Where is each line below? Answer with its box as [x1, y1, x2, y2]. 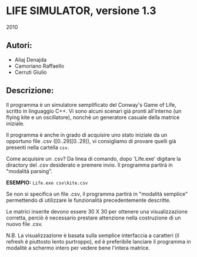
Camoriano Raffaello [14, 62, 65, 69]
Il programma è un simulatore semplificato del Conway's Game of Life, [6, 101, 176, 108]
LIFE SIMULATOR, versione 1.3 [6, 4, 157, 18]
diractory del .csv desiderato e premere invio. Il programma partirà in [6, 161, 173, 168]
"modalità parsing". [6, 167, 53, 174]
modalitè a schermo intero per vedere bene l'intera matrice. [6, 244, 151, 251]
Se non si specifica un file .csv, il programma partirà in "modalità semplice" [6, 190, 188, 197]
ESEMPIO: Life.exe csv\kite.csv [6, 179, 88, 186]
